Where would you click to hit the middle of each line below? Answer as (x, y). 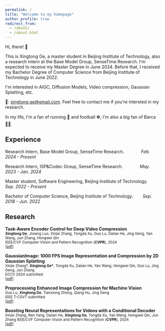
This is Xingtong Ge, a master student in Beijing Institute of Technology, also (83, 56)
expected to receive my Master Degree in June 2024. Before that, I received (82, 67)
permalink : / (19, 10)
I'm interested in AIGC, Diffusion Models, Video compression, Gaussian (77, 87)
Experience (23, 140)
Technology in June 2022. (32, 77)
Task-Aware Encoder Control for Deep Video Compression (66, 229)
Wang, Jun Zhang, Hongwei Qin (32, 238)
